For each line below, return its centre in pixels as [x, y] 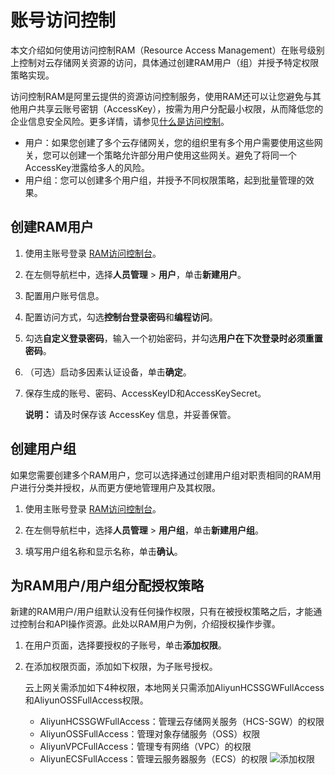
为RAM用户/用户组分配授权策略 [107, 585]
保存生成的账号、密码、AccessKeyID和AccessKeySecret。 [145, 393]
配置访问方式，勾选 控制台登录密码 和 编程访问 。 [121, 317]
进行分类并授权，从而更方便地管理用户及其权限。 [119, 487]
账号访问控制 [63, 20]
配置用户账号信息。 [64, 295]
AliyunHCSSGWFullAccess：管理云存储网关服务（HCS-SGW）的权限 [182, 722]
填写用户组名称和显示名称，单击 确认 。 [103, 551]
